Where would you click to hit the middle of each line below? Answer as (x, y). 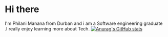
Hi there (22, 9)
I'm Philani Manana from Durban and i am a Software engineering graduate (84, 23)
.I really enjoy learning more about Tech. (47, 28)
